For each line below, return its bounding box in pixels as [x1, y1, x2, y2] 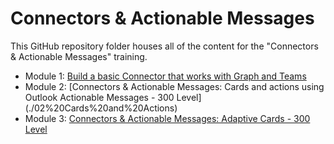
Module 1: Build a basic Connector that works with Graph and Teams [24, 70, 307, 82]
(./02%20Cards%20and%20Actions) [24, 102, 178, 114]
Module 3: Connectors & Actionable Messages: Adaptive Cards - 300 [24, 112, 311, 124]
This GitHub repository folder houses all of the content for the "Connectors [10, 40, 319, 52]
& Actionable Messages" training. [10, 50, 148, 62]
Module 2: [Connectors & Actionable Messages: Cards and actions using [24, 80, 325, 92]
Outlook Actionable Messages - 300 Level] [24, 91, 202, 103]
